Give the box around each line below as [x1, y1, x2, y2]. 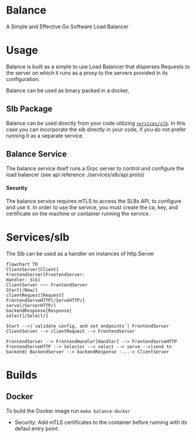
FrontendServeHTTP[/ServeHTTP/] [6, 297, 85, 303]
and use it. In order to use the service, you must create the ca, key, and [6, 203, 178, 210]
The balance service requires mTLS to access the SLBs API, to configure [6, 198, 182, 205]
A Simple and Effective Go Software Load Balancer [6, 23, 129, 30]
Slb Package [6, 104, 53, 114]
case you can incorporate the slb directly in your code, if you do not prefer [6, 126, 187, 133]
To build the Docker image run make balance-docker [6, 407, 131, 414]
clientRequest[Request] [6, 292, 65, 298]
